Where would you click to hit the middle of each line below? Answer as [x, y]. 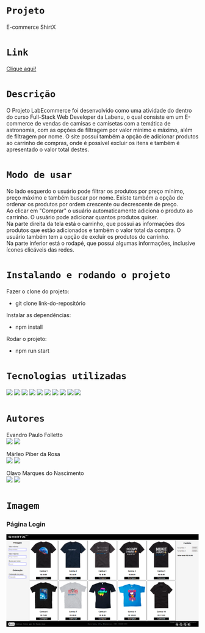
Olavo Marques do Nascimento [45, 473]
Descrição [31, 95]
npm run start [32, 350]
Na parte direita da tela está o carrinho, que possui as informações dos [95, 223]
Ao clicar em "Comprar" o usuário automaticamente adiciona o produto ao [100, 211]
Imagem [23, 505]
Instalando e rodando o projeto [88, 275]
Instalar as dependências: [39, 315]
